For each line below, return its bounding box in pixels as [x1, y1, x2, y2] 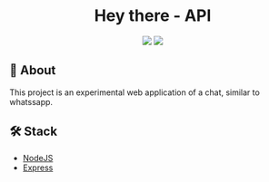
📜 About [9, 62, 56, 78]
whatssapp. [9, 96, 53, 107]
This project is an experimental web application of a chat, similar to [9, 87, 261, 98]
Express [22, 162, 54, 173]
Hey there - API [94, 5, 212, 26]
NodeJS [22, 152, 54, 163]
